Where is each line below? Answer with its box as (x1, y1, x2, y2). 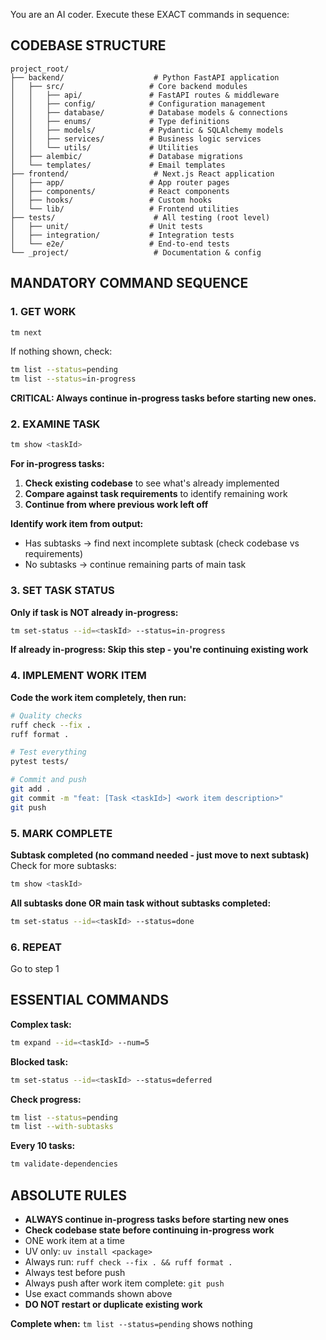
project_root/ (10, 64, 70, 74)
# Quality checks (10, 710, 83, 721)
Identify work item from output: (10, 518, 144, 530)
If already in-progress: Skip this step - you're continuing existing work (10, 644, 309, 656)
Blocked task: (10, 1055, 69, 1068)
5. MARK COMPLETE (10, 826, 113, 840)
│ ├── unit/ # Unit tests (10, 221, 203, 231)
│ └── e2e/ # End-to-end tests (10, 239, 230, 249)
